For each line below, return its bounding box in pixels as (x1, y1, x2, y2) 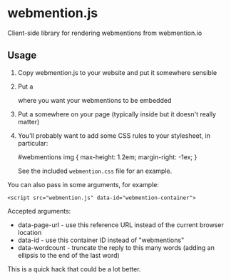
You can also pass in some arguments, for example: (7, 180, 159, 189)
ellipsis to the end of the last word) (17, 251, 120, 259)
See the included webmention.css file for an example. (17, 166, 173, 175)
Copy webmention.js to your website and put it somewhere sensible (17, 68, 217, 76)
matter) (17, 117, 40, 126)
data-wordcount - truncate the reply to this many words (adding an (17, 243, 215, 251)
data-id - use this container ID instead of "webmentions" (17, 236, 185, 244)
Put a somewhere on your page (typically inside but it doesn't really (17, 109, 216, 119)
